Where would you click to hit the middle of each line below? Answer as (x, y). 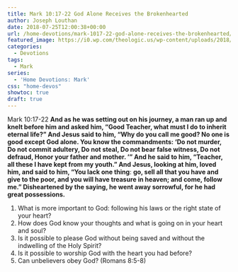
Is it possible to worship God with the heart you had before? (105, 253)
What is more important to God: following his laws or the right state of (119, 208)
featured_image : (31, 40)
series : (19, 73)
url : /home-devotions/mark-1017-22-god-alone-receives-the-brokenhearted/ (120, 34)
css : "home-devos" (34, 86)
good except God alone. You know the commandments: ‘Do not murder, (114, 142)
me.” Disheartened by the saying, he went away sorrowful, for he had (112, 187)
